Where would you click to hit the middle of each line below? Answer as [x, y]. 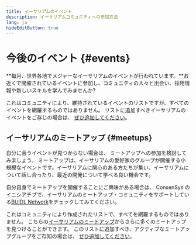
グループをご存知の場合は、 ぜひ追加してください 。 [73, 236]
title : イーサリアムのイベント [39, 11]
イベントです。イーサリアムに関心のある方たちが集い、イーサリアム [103, 168]
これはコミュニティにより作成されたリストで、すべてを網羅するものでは [93, 214]
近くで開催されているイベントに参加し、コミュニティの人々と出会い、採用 [96, 83]
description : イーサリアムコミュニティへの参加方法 [62, 17]
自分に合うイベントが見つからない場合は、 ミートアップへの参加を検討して [97, 153]
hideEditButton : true [32, 28]
